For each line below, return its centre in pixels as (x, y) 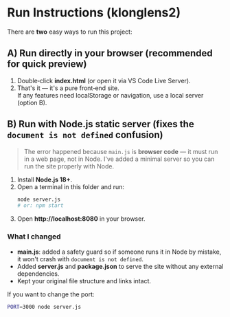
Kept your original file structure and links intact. (84, 281)
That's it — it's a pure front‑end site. (68, 88)
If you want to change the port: (51, 294)
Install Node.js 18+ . (45, 179)
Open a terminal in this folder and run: (71, 186)
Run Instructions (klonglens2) (94, 13)
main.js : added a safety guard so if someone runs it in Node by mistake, (119, 252)
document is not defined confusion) (85, 135)
